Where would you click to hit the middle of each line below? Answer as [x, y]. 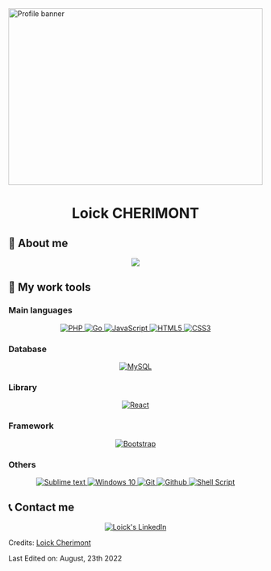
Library [23, 387]
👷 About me [38, 243]
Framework [31, 426]
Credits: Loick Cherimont [50, 542]
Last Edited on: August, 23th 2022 [65, 558]
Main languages [40, 310]
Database [27, 349]
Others [22, 464]
